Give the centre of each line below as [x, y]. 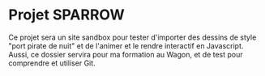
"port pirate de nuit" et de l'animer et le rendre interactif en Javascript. [126, 45]
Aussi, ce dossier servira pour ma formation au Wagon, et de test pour [126, 54]
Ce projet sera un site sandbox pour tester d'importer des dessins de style [132, 37]
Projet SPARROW [66, 15]
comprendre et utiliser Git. [52, 63]
